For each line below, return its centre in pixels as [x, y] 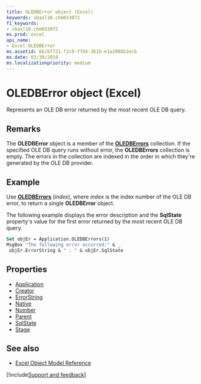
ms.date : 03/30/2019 [32, 57]
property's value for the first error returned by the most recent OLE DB [94, 222]
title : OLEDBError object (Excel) [50, 12]
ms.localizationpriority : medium [49, 63]
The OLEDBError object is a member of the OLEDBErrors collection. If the [98, 144]
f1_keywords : [23, 23]
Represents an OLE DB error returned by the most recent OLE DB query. [96, 110]
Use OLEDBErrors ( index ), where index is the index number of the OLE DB [99, 197]
